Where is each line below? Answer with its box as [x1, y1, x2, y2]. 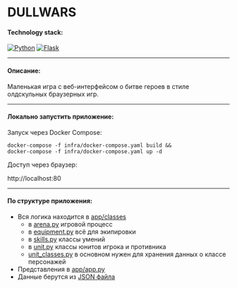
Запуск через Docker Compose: [7, 128, 102, 136]
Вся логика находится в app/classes [17, 212, 127, 221]
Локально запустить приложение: [7, 112, 114, 121]
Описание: [7, 66, 41, 75]
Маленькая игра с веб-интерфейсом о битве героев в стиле [7, 82, 190, 90]
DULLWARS [7, 4, 77, 20]
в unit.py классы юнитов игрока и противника [28, 243, 166, 251]
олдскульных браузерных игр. [7, 90, 99, 98]
